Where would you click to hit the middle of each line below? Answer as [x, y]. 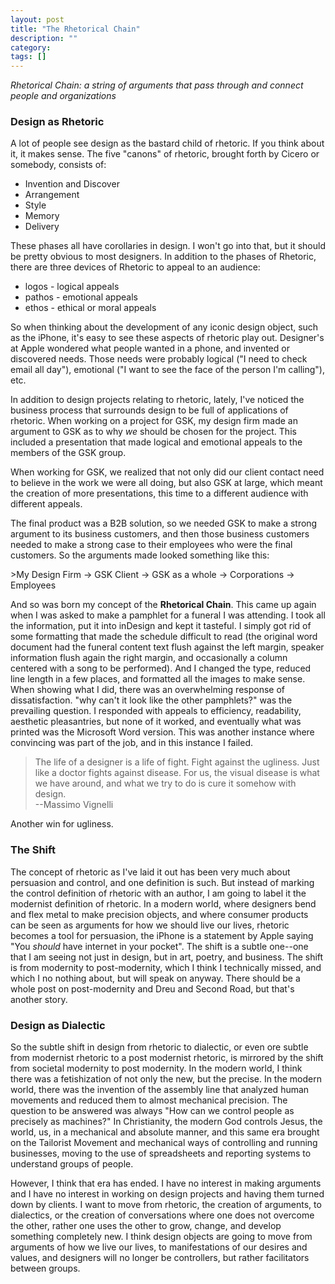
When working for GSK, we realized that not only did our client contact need [167, 472]
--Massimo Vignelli [74, 805]
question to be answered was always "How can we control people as [152, 1111]
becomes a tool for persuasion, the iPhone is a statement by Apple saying [162, 935]
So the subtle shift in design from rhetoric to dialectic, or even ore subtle [159, 1047]
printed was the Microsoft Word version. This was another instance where [162, 732]
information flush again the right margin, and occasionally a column [149, 658]
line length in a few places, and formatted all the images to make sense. [158, 679]
